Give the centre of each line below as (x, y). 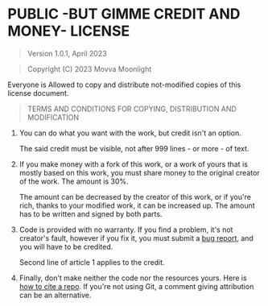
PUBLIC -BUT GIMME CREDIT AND (124, 14)
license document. (38, 93)
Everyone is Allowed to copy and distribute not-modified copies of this (124, 85)
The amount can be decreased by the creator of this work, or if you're (135, 196)
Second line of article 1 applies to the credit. (92, 262)
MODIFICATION (53, 117)
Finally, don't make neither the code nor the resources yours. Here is (133, 278)
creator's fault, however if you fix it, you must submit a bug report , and (136, 238)
